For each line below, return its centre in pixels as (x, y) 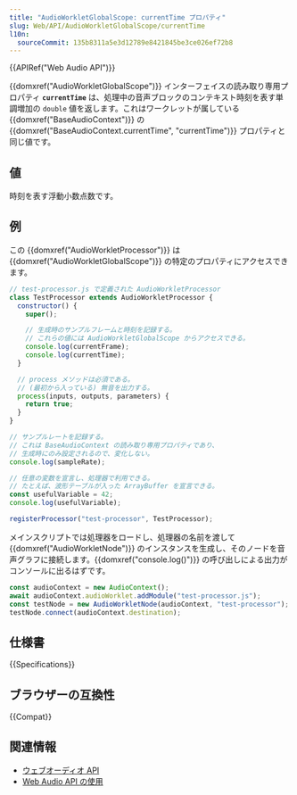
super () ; (41, 314)
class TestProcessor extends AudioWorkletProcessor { (111, 297)
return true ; (49, 404)
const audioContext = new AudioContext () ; (89, 587)
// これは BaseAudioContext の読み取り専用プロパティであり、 (114, 445)
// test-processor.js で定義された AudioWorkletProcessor (115, 289)
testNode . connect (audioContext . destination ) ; (95, 612)
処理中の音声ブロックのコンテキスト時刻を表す (190, 97)
